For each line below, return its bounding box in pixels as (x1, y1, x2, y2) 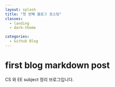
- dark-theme (9, 25, 36, 30)
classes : (5, 16, 23, 21)
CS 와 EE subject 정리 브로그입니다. (5, 76, 74, 82)
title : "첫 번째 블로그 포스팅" (5, 12, 62, 17)
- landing (9, 21, 29, 26)
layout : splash (5, 7, 36, 12)
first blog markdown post (5, 60, 110, 71)
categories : (5, 34, 29, 39)
